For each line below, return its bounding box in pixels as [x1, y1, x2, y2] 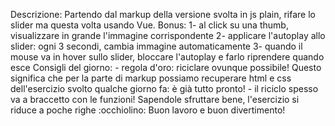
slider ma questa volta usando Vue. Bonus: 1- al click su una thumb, [10, 19, 289, 31]
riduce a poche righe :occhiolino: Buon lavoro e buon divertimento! [10, 104, 286, 116]
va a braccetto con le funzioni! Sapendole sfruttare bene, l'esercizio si [10, 94, 300, 105]
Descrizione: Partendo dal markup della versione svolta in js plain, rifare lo [10, 9, 316, 20]
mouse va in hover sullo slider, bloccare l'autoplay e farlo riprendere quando [10, 51, 325, 63]
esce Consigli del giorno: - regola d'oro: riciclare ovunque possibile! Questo [10, 62, 322, 73]
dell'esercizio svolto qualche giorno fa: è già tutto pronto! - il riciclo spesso [10, 83, 319, 94]
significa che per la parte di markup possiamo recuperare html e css [10, 72, 292, 84]
